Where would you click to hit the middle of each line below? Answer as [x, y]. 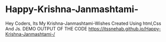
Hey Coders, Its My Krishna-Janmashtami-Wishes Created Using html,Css [83, 23]
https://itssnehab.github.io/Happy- [125, 28]
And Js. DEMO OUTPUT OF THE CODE [46, 28]
